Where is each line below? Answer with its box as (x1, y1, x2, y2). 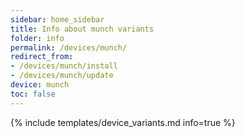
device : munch (10, 80, 70, 90)
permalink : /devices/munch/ (10, 42, 128, 53)
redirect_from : (10, 52, 74, 62)
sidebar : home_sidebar (10, 14, 105, 25)
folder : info (10, 33, 65, 43)
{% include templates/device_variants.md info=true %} (10, 116, 236, 128)
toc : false (10, 89, 56, 99)
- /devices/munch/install (10, 61, 118, 71)
